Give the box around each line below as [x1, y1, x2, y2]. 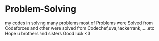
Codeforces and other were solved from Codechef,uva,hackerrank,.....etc [5, 25, 155, 31]
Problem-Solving [5, 3, 77, 15]
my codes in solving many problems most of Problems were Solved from [5, 20, 153, 26]
